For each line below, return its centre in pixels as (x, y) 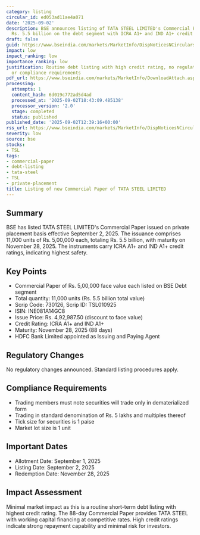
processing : (21, 84)
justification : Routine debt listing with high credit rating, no (90, 67)
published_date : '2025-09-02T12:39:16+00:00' (63, 123)
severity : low (24, 134)
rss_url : (17, 128)
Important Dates (37, 447)
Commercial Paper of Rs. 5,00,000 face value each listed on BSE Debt (101, 286)
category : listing (29, 12)
